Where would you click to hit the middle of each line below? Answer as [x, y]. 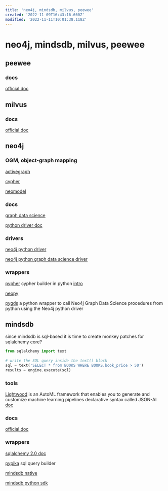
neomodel [16, 191]
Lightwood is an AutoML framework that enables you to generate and [78, 394]
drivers [14, 238]
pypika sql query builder [30, 463]
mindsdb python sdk [27, 483]
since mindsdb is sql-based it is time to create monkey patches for [75, 337]
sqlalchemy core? [24, 342]
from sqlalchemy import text [36, 351]
